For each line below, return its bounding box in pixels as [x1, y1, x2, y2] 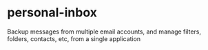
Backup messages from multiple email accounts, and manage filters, [7, 27, 202, 36]
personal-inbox [7, 5, 98, 21]
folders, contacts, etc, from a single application [7, 34, 141, 42]
